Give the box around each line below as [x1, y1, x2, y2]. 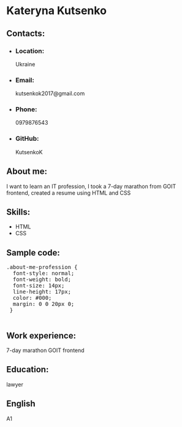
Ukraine [15, 60, 36, 68]
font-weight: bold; [12, 276, 72, 283]
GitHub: [15, 135, 39, 143]
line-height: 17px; [12, 288, 72, 296]
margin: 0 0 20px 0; [12, 300, 75, 308]
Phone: [15, 105, 38, 114]
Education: [6, 364, 49, 375]
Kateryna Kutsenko [6, 4, 107, 18]
